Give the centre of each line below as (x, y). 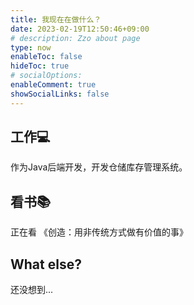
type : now (31, 47)
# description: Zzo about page (75, 38)
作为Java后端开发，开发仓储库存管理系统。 (99, 167)
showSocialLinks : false (60, 94)
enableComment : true (53, 85)
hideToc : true (40, 66)
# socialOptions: (46, 76)
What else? (46, 264)
